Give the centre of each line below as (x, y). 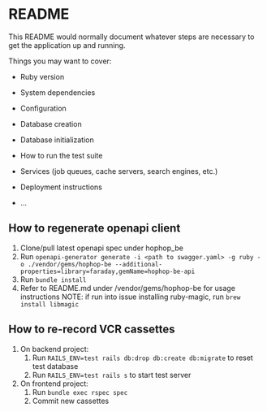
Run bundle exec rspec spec (80, 392)
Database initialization (57, 140)
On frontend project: (54, 384)
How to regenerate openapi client (95, 228)
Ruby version (42, 76)
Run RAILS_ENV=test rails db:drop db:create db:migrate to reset (142, 358)
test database (55, 366)
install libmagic (50, 304)
